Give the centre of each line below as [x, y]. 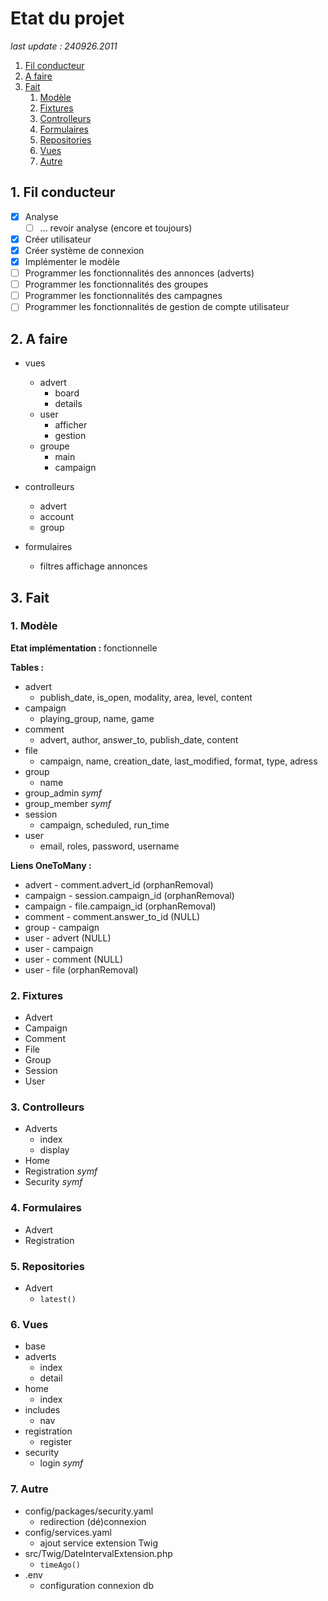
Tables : [27, 667]
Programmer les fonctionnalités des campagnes [123, 296]
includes [42, 1410]
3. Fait [30, 597]
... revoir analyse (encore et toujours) [116, 228]
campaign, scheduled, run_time [104, 824]
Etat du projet [67, 18]
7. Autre [29, 1489]
